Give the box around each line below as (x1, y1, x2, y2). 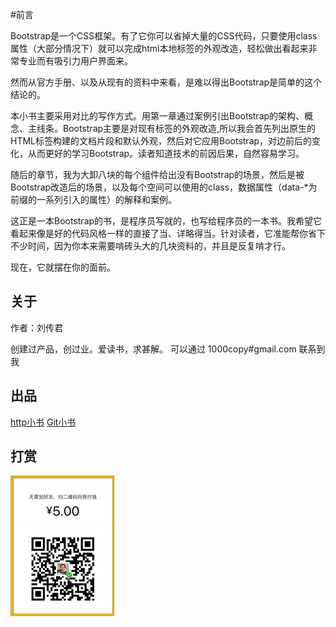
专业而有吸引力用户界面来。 (18, 55, 133, 67)
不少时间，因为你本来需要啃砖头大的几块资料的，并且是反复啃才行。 (10, 240, 291, 252)
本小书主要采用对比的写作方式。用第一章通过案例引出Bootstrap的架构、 (10, 110, 305, 122)
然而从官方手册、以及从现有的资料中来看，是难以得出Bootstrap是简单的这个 (10, 76, 323, 88)
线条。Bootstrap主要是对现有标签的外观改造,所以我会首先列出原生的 (36, 123, 317, 134)
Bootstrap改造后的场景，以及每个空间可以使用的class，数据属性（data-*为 (10, 181, 318, 193)
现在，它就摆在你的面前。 (10, 261, 116, 273)
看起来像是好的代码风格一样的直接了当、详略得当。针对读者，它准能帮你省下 (10, 228, 326, 239)
